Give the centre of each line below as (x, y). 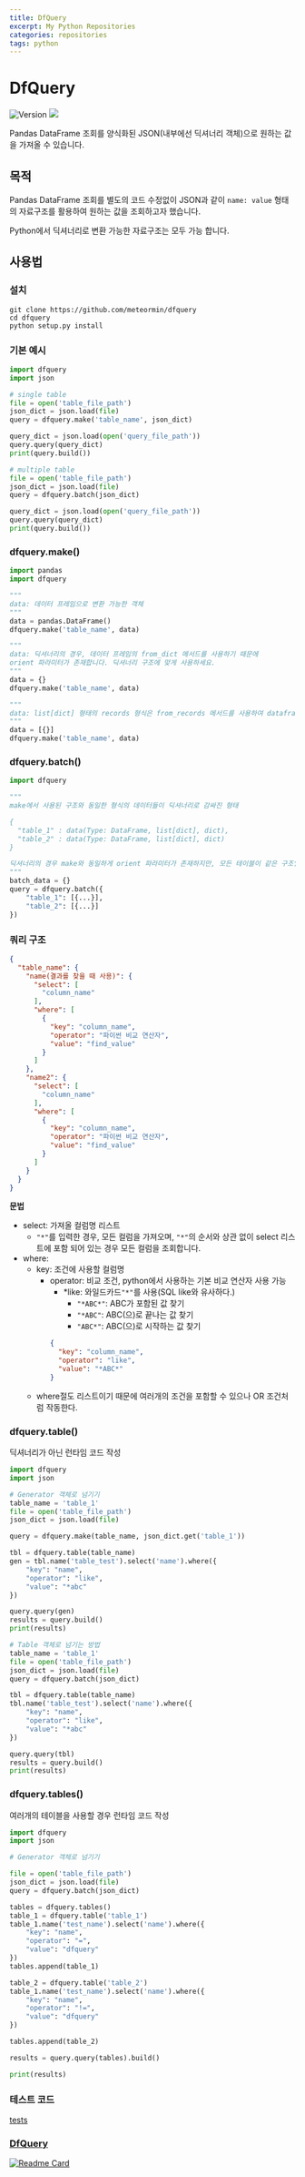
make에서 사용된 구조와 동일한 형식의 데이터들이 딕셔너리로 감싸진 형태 (124, 806)
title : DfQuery (38, 18)
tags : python (34, 43)
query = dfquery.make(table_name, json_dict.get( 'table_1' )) (128, 1536)
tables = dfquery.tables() (60, 1907)
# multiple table (42, 470)
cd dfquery (30, 318)
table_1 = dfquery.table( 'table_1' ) (79, 1916)
